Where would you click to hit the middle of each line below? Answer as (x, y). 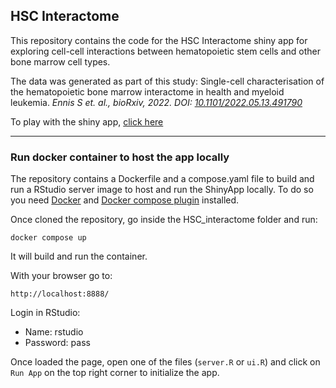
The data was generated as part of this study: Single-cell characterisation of (167, 81)
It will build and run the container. (79, 256)
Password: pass (57, 343)
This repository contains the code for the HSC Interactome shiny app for (159, 40)
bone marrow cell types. (60, 61)
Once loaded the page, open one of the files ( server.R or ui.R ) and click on (165, 362)
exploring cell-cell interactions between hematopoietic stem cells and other (165, 51)
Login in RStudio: (45, 313)
